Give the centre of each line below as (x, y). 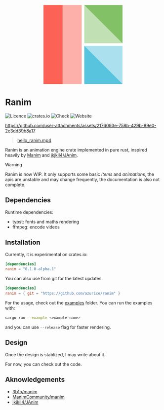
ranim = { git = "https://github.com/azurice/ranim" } (63, 294)
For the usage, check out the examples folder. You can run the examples (79, 303)
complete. (15, 185)
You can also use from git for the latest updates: (54, 279)
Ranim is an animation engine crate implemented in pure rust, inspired (76, 149)
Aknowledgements (35, 380)
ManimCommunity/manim (39, 397)
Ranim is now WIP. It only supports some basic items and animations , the (80, 174)
